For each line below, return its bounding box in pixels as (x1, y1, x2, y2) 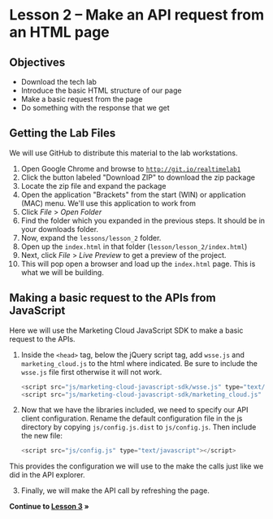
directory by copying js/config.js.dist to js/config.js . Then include (20, 422, 257, 432)
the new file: (20, 431, 63, 441)
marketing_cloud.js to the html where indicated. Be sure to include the (20, 358, 258, 368)
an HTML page (9, 23, 110, 41)
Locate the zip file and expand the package (20, 181, 167, 190)
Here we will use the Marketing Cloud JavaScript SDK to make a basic (9, 325, 244, 335)
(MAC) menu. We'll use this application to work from (20, 198, 196, 208)
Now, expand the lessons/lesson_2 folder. (20, 233, 162, 242)
